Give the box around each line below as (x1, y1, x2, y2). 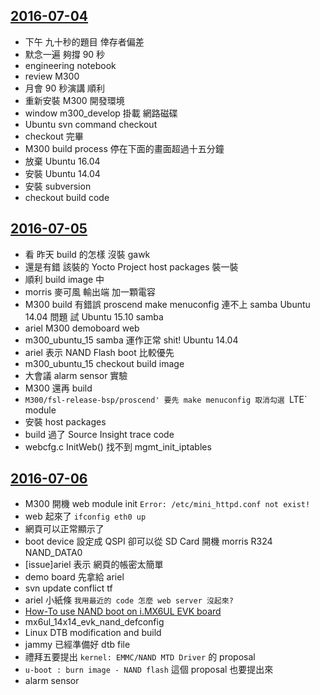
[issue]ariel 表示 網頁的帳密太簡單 (24, 559, 164, 571)
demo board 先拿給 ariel (24, 571, 125, 583)
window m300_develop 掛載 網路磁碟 (24, 107, 178, 119)
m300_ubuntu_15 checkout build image (24, 357, 185, 369)
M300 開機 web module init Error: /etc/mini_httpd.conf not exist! (24, 498, 311, 510)
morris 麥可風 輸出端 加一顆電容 (24, 285, 156, 298)
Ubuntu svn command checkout (24, 118, 158, 130)
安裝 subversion (24, 180, 92, 192)
